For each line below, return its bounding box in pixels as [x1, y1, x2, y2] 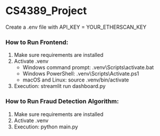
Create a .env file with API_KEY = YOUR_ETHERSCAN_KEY [5, 23, 147, 30]
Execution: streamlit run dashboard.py [13, 83, 106, 90]
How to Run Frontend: [5, 38, 68, 46]
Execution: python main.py [13, 123, 78, 130]
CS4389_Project [5, 4, 87, 18]
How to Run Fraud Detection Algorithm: [5, 97, 119, 106]
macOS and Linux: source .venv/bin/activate [22, 76, 130, 83]
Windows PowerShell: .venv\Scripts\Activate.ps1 [22, 70, 140, 77]
